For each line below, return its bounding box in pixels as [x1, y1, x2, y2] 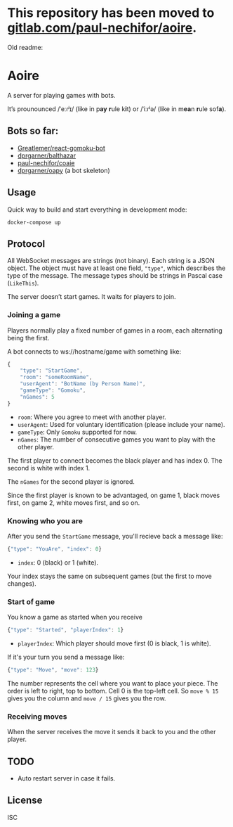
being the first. [7, 333, 50, 342]
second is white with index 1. [7, 463, 91, 472]
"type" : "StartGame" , [20, 367, 83, 374]
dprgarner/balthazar [17, 151, 76, 160]
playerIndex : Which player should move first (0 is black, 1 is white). [17, 639, 211, 648]
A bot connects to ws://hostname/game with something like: [7, 347, 181, 356]
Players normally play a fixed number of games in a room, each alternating [7, 326, 222, 335]
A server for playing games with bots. [7, 91, 116, 99]
